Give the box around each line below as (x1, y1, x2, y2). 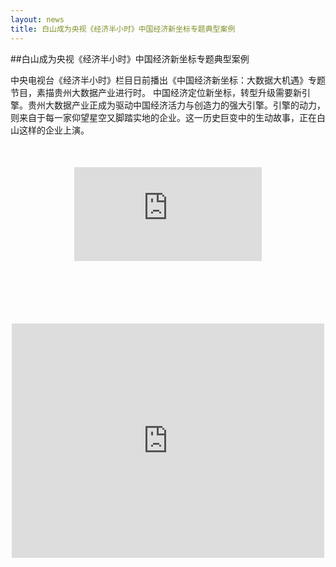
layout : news (10, 14, 65, 25)
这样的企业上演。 (18, 124, 90, 136)
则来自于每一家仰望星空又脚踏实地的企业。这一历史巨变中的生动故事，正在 (10, 111, 317, 123)
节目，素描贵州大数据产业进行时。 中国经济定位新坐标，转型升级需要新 (10, 86, 302, 98)
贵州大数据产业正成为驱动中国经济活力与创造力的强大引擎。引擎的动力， (27, 99, 326, 111)
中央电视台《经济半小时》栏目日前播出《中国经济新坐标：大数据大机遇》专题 (10, 74, 326, 86)
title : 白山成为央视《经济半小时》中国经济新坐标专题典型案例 (10, 24, 236, 34)
